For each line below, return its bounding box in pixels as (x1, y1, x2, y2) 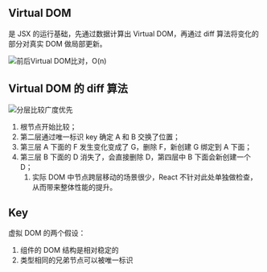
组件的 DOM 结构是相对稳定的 (19, 245, 119, 255)
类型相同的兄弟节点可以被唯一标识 (19, 255, 133, 265)
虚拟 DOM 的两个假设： (8, 229, 86, 238)
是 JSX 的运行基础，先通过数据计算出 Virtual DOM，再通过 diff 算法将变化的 (8, 28, 259, 39)
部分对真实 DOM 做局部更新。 (8, 39, 107, 48)
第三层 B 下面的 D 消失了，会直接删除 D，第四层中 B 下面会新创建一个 (19, 152, 251, 162)
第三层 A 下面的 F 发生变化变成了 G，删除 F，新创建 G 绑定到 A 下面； (19, 142, 252, 151)
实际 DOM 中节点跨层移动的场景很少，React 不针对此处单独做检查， (31, 172, 257, 182)
